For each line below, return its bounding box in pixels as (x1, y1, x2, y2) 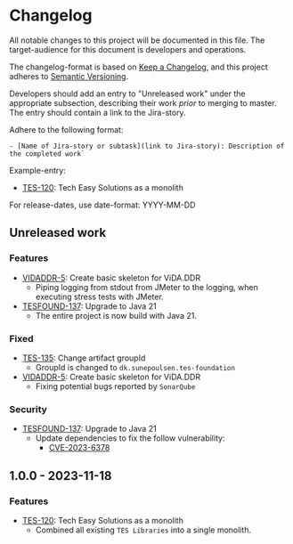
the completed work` (9, 149, 86, 158)
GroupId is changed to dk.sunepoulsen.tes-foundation (35, 361, 236, 372)
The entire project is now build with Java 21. (35, 310, 198, 321)
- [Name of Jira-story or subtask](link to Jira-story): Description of (9, 142, 285, 150)
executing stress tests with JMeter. (35, 291, 165, 302)
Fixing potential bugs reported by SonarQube (35, 380, 196, 392)
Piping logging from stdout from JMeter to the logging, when (35, 281, 258, 292)
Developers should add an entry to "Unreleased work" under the (9, 88, 246, 99)
